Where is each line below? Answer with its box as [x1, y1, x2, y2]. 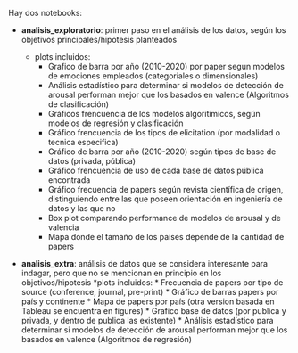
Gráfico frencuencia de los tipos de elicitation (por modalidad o [47, 127, 281, 137]
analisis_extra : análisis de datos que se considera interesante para [21, 259, 269, 268]
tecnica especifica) [47, 137, 119, 147]
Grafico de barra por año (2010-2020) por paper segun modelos [47, 62, 285, 71]
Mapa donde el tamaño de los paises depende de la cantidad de [47, 232, 285, 242]
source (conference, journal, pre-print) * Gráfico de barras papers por [21, 287, 279, 297]
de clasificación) [47, 99, 109, 110]
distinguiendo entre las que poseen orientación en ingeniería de [47, 193, 283, 204]
